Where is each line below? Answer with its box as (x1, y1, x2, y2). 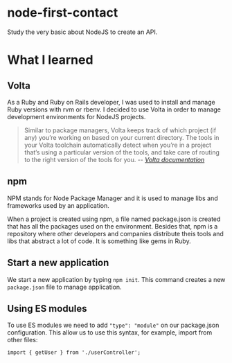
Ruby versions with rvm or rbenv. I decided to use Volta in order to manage (7, 105, 222, 114)
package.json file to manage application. (7, 283, 123, 291)
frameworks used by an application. (7, 201, 109, 209)
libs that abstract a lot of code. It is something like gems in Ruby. (7, 237, 192, 245)
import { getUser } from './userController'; (7, 349, 141, 356)
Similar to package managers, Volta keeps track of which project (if (24, 126, 217, 134)
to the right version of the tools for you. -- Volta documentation (24, 155, 205, 163)
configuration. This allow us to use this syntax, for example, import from (7, 328, 213, 337)
